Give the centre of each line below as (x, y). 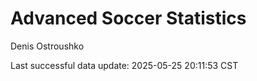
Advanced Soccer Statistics (128, 18)
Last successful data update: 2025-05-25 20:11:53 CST (124, 65)
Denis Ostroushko (47, 46)
